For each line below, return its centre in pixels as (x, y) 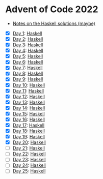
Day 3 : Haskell (28, 45)
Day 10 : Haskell (29, 85)
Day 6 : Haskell (28, 62)
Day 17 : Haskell (29, 125)
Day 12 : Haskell (29, 96)
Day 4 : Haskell (28, 51)
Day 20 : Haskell (29, 142)
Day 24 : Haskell (29, 165)
